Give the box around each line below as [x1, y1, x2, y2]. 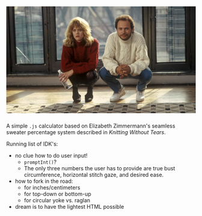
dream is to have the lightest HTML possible [14, 203, 124, 211]
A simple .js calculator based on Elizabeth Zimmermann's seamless [6, 122, 176, 129]
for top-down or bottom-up [23, 190, 91, 198]
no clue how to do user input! [14, 152, 88, 159]
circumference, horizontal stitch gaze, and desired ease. [23, 171, 164, 179]
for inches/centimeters [23, 184, 81, 191]
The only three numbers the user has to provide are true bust [23, 165, 176, 172]
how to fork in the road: [14, 177, 73, 185]
